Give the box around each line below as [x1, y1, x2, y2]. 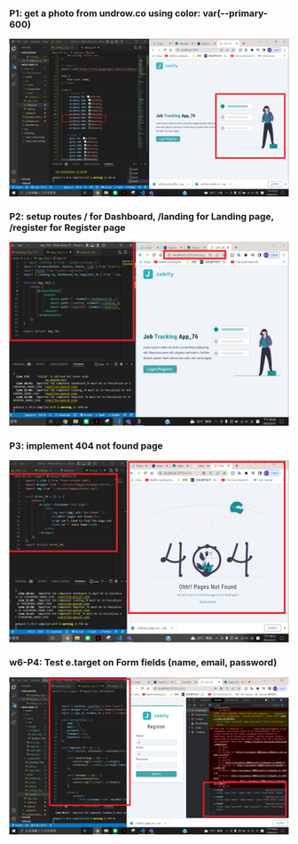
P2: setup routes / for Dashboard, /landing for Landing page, [9, 210, 275, 222]
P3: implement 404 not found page [9, 439, 163, 451]
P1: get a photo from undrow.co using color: [9, 7, 201, 20]
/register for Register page [9, 221, 126, 234]
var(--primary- [202, 7, 268, 20]
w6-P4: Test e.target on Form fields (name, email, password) [9, 657, 278, 669]
